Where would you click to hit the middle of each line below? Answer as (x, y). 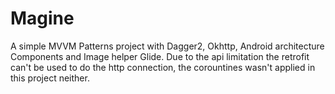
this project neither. (50, 78)
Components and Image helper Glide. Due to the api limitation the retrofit (160, 56)
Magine (42, 18)
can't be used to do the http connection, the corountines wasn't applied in (163, 67)
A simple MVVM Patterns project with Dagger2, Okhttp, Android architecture (167, 46)
